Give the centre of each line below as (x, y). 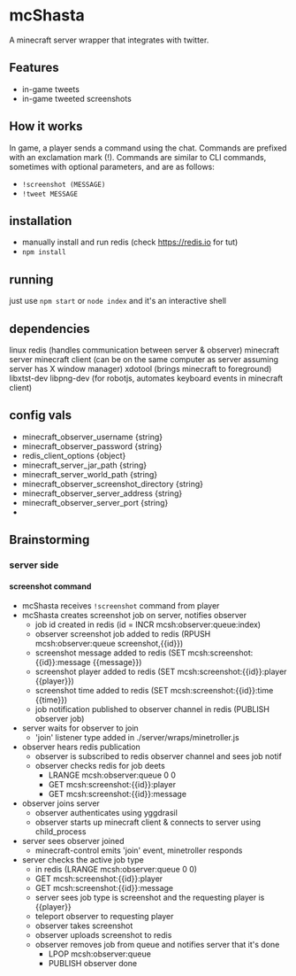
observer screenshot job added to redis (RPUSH (123, 634)
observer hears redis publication (81, 747)
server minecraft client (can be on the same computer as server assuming (144, 359)
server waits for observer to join (80, 728)
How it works (46, 126)
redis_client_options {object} (74, 455)
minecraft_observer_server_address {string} (102, 493)
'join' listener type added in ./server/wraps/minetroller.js (137, 738)
